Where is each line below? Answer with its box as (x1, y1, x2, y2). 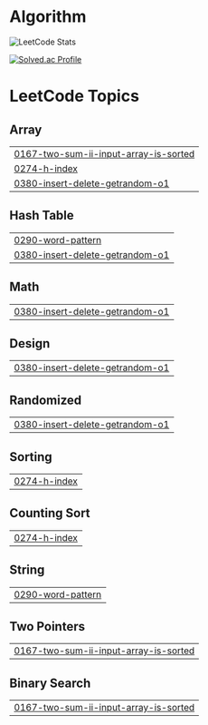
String (9, 563, 45, 578)
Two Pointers (9, 619, 86, 634)
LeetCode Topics (9, 86, 140, 106)
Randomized (9, 392, 82, 407)
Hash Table (9, 208, 74, 223)
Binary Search (9, 675, 91, 691)
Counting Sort (9, 505, 90, 521)
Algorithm (9, 6, 87, 27)
